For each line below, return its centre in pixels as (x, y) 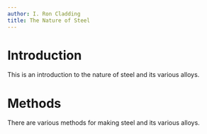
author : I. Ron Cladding (44, 14)
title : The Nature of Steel (49, 20)
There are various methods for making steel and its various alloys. (103, 123)
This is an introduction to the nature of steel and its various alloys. (103, 75)
